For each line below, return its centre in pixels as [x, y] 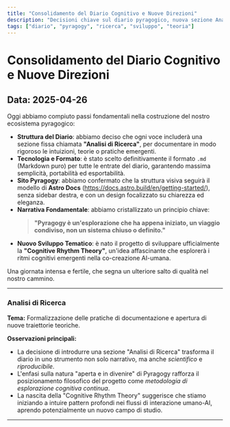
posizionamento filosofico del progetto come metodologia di [102, 380]
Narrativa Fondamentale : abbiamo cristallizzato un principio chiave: [113, 210]
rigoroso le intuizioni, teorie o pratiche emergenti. [87, 151]
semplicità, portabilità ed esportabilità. [71, 173]
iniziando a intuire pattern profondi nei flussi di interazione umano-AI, [115, 402]
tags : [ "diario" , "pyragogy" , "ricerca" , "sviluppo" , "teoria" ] [101, 26]
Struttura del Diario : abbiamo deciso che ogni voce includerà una [110, 137]
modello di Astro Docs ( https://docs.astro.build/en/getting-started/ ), [113, 188]
